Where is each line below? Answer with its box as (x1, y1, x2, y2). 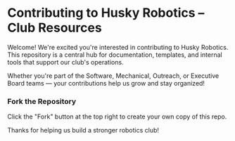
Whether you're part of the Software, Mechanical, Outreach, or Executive (7, 72, 220, 80)
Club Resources (7, 20, 102, 36)
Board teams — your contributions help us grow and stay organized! (7, 79, 205, 87)
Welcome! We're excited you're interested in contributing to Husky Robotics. (7, 43, 229, 51)
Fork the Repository (7, 96, 77, 106)
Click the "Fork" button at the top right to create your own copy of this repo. (7, 112, 227, 121)
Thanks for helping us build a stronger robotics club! (7, 126, 160, 135)
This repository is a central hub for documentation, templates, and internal (7, 51, 223, 59)
